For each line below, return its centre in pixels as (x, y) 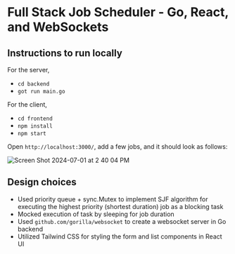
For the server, (28, 70)
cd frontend (35, 119)
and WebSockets (58, 27)
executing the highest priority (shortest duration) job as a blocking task (120, 206)
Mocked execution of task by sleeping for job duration (96, 214)
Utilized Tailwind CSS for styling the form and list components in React (120, 236)
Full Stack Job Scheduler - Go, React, (118, 12)
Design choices (42, 182)
